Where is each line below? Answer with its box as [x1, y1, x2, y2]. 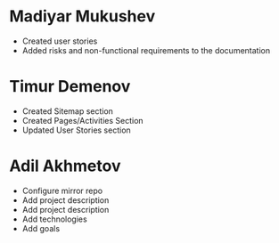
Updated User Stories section [21, 125, 131, 135]
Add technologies [21, 214, 87, 224]
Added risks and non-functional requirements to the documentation [21, 45, 270, 55]
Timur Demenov [9, 77, 131, 97]
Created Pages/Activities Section [21, 115, 144, 126]
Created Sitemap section [21, 105, 114, 117]
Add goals [21, 223, 61, 233]
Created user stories [21, 36, 98, 46]
